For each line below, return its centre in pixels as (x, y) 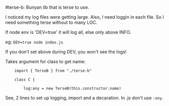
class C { (25, 80)
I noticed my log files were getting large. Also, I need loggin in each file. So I (84, 17)
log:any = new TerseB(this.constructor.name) (73, 88)
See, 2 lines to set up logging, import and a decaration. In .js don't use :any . (84, 98)
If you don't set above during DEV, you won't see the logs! (66, 52)
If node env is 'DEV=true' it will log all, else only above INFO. (68, 32)
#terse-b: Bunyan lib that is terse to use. (47, 7)
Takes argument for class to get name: (45, 62)
